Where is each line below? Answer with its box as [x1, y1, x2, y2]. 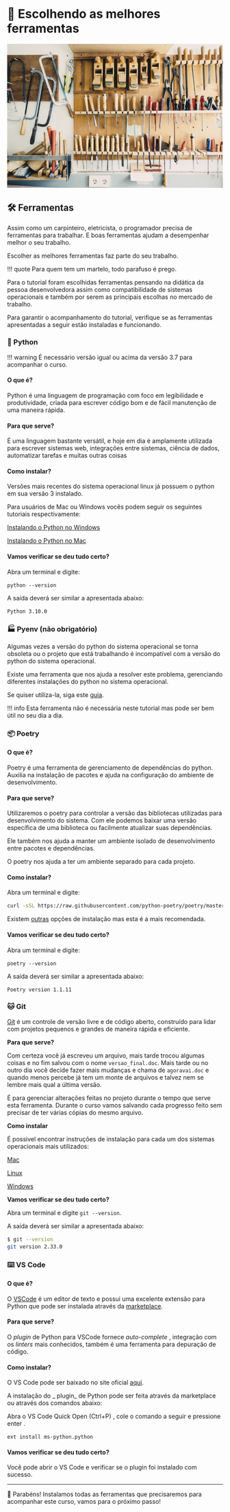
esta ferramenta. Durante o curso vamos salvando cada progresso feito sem [7, 1101, 222, 1109]
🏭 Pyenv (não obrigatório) [7, 624, 98, 633]
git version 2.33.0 [7, 1243, 63, 1250]
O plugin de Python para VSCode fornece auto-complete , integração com [7, 1332, 217, 1341]
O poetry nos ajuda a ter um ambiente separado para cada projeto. [7, 857, 196, 866]
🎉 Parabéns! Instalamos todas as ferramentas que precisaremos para [7, 1490, 202, 1498]
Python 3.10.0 [7, 608, 48, 615]
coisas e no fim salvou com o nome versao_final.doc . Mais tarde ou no [7, 1058, 209, 1066]
